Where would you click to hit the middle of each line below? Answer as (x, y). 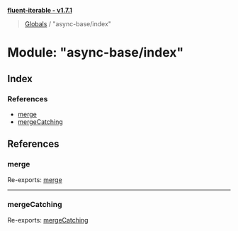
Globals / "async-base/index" (68, 24)
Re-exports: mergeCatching (48, 220)
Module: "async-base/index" (96, 53)
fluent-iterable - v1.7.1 (40, 10)
